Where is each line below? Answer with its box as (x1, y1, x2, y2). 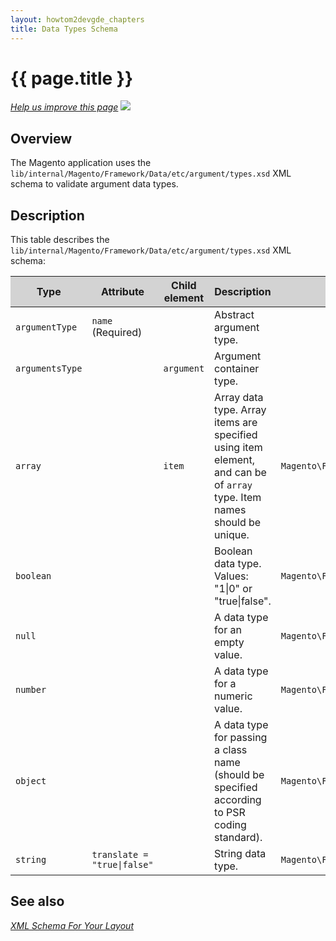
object (15, 776, 47, 787)
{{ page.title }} (10, 67, 134, 90)
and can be (214, 466, 267, 480)
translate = (91, 849, 149, 861)
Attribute (100, 285, 145, 299)
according (214, 793, 262, 807)
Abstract (214, 308, 255, 322)
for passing (214, 731, 268, 745)
